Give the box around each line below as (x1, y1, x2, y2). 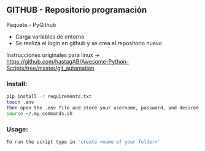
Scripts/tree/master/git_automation (6, 64, 95, 72)
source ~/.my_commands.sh (6, 110, 72, 117)
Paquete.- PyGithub (6, 21, 56, 28)
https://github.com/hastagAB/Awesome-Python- (6, 57, 129, 65)
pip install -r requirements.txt (6, 94, 92, 100)
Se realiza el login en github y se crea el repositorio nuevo (15, 39, 163, 46)
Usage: (6, 125, 29, 133)
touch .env (6, 99, 34, 105)
